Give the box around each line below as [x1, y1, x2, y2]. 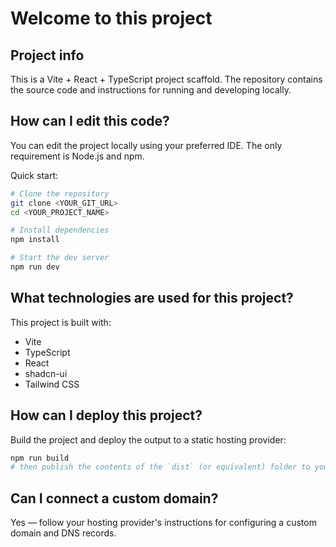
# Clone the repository [10, 188, 110, 199]
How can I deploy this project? [10, 407, 203, 424]
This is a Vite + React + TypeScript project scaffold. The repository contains [10, 73, 323, 85]
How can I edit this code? [10, 113, 170, 130]
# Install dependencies [10, 225, 110, 236]
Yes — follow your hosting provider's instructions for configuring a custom [10, 517, 317, 529]
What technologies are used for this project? [10, 290, 294, 307]
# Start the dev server [10, 253, 110, 263]
